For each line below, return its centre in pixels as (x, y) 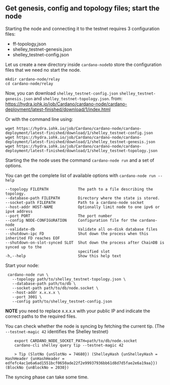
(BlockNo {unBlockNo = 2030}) (37, 367)
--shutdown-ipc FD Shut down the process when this (77, 233)
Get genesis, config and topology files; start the (82, 8)
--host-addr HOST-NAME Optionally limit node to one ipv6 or (82, 207)
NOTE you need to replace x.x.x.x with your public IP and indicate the (78, 311)
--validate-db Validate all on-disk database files (81, 229)
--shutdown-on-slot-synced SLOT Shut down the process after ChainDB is (85, 243)
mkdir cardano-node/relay (32, 79)
